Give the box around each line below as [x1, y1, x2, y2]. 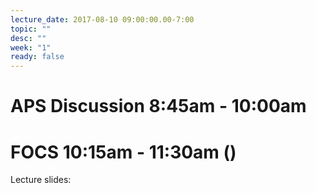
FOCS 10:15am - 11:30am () [10, 141, 237, 163]
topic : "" [10, 24, 52, 34]
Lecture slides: [10, 174, 72, 186]
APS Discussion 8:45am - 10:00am [10, 95, 307, 118]
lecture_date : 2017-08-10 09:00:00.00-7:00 [10, 14, 195, 25]
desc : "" [10, 33, 47, 43]
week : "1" [10, 42, 52, 53]
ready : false [10, 52, 65, 62]
